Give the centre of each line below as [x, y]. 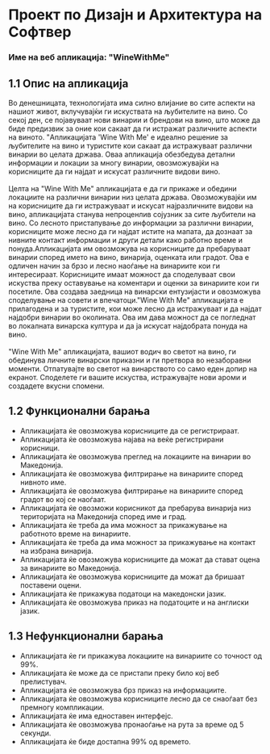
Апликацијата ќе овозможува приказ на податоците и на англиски [135, 602]
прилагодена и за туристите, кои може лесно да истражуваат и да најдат [135, 308]
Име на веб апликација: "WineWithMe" [89, 57]
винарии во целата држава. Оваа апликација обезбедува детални [122, 154]
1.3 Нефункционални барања [86, 637]
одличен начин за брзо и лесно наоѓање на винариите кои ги [114, 266]
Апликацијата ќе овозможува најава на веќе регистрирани [122, 439]
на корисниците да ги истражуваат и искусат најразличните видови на [131, 205]
